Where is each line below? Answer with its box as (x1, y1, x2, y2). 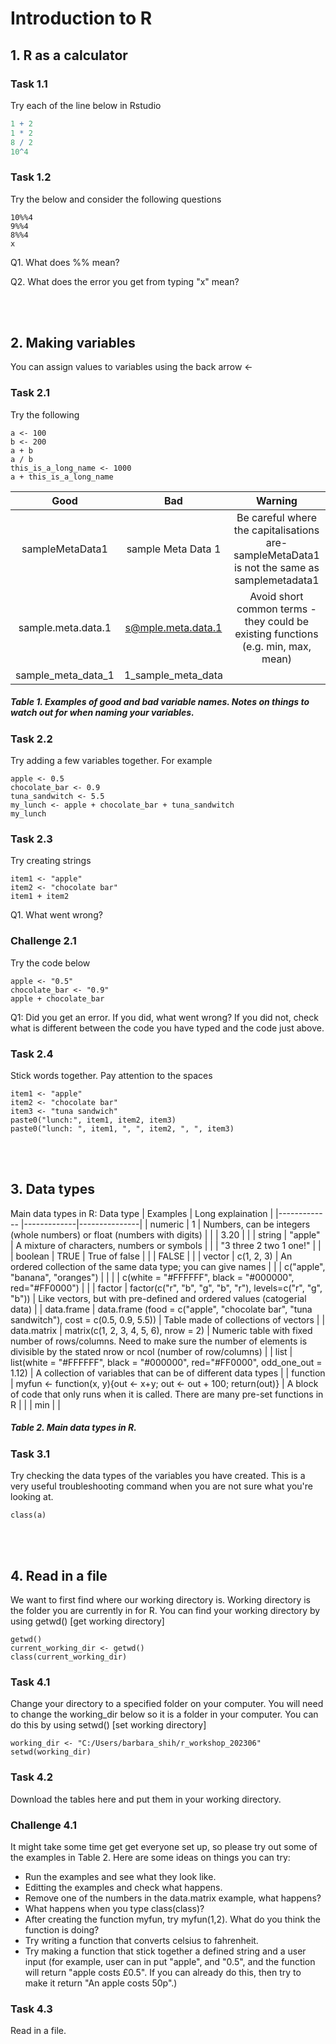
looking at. (10, 1491, 54, 1503)
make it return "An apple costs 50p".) (24, 1977, 178, 1989)
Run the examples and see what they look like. (24, 1870, 217, 1882)
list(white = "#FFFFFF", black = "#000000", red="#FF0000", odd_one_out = (10, 1356, 323, 1368)
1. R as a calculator (10, 47, 128, 64)
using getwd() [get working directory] (10, 1615, 165, 1627)
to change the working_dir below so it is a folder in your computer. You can (10, 1708, 319, 1721)
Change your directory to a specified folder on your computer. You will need (10, 1698, 324, 1710)
